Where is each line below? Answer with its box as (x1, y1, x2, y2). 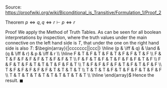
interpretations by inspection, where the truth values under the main (5, 34, 147, 40)
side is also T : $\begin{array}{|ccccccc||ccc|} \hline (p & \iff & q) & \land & (5, 45, 160, 52)
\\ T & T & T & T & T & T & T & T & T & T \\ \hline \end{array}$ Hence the (5, 72, 154, 78)
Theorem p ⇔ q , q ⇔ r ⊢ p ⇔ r (5, 19, 75, 25)
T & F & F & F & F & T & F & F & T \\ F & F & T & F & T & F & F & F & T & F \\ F (5, 56, 161, 62)
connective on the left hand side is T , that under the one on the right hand (5, 40, 159, 46)
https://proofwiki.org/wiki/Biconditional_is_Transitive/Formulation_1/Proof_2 (5, 10, 162, 16)
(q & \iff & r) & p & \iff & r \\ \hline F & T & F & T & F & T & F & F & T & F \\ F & (5, 51, 161, 57)
